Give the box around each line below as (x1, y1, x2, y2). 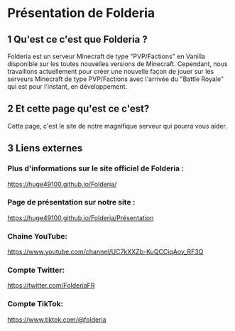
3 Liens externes (7, 142, 83, 154)
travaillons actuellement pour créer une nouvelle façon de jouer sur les (7, 67, 214, 75)
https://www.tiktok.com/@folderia (7, 315, 106, 324)
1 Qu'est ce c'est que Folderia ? (7, 33, 148, 45)
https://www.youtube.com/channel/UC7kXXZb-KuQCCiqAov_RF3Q (7, 247, 204, 256)
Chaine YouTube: (7, 231, 67, 241)
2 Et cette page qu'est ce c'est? (7, 103, 150, 115)
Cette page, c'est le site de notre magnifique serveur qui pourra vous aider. (7, 121, 227, 130)
